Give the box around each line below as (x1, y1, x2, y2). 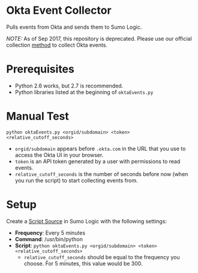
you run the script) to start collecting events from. (14, 177, 138, 184)
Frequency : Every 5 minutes (14, 229, 86, 236)
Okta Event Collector (6, 4, 112, 17)
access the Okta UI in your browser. (14, 151, 104, 159)
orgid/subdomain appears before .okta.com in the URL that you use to (14, 145, 186, 152)
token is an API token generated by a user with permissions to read (14, 157, 181, 165)
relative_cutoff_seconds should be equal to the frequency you (23, 253, 180, 260)
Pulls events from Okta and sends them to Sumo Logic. (6, 23, 142, 31)
